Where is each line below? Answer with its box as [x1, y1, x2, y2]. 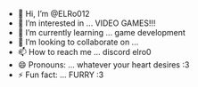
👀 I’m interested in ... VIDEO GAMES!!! [17, 18, 156, 28]
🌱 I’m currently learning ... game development [17, 28, 186, 37]
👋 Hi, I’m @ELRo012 [17, 9, 91, 19]
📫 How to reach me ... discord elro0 [17, 47, 152, 57]
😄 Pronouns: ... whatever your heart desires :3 [17, 59, 190, 70]
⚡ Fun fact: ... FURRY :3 [17, 69, 104, 80]
